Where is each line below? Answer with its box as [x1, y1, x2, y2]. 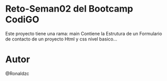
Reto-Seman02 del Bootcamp [5, 3, 133, 15]
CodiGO [5, 14, 39, 25]
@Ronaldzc [5, 70, 30, 76]
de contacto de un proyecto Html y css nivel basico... [5, 36, 117, 42]
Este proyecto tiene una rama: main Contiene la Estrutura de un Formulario [5, 30, 162, 36]
